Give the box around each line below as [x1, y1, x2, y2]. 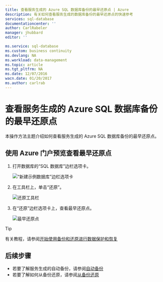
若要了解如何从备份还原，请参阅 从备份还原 [12, 272, 99, 278]
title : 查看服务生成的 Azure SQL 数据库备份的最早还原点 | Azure [5, 7, 129, 12]
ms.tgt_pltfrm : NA [5, 67, 43, 72]
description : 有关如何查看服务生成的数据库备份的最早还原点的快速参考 [5, 12, 133, 17]
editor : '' [5, 35, 28, 40]
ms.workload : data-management [5, 57, 68, 62]
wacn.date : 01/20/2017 [5, 76, 52, 81]
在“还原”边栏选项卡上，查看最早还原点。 [12, 205, 95, 211]
